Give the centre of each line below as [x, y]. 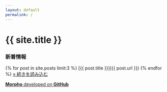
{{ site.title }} [34, 40]
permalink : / [19, 15]
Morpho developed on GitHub [37, 84]
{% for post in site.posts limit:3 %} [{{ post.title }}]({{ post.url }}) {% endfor [83, 68]
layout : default [22, 10]
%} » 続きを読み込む [27, 74]
